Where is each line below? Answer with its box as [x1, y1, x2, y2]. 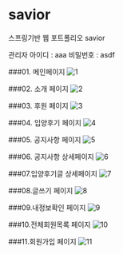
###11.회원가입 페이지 [8, 236, 77, 246]
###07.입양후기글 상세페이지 [8, 169, 98, 178]
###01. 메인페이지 [8, 66, 65, 77]
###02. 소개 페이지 [8, 84, 69, 93]
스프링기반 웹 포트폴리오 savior [8, 33, 105, 42]
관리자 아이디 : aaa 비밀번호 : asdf [8, 50, 116, 59]
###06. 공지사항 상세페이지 [8, 152, 94, 161]
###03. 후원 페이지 [8, 101, 69, 110]
